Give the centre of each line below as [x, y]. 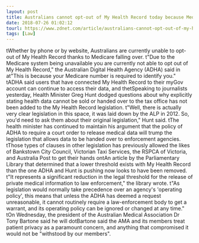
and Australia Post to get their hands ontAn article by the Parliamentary [93, 158]
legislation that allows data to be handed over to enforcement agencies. [94, 139]
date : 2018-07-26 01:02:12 [39, 23]
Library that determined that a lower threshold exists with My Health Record [99, 165]
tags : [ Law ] [21, 34]
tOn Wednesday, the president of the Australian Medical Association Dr [93, 215]
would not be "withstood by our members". [59, 234]
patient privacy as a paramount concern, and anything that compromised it [97, 228]
